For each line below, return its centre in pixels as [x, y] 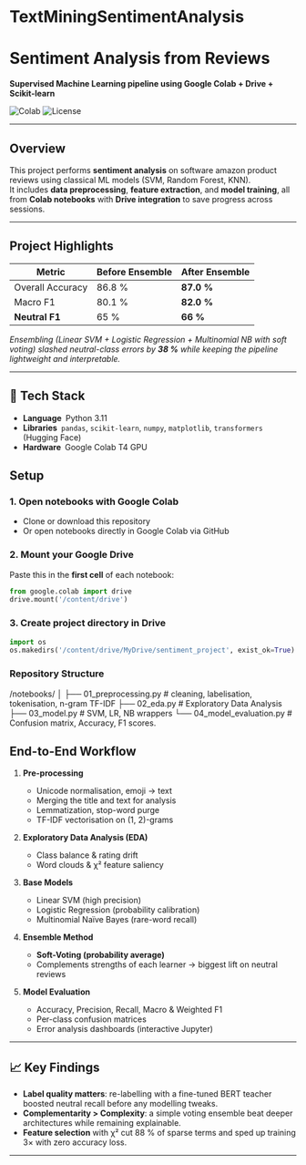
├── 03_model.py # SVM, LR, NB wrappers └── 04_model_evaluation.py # [151, 713]
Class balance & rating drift [87, 855]
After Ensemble [215, 272]
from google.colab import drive [71, 591]
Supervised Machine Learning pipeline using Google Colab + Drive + [142, 84]
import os [28, 642]
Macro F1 [35, 302]
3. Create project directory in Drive [88, 624]
